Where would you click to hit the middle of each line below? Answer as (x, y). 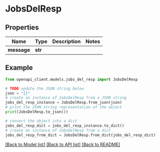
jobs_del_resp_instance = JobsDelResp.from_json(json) (64, 103)
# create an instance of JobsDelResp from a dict (58, 130)
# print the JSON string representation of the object (64, 107)
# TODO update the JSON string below (45, 89)
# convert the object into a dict (41, 121)
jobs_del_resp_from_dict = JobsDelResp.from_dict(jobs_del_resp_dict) (81, 135)
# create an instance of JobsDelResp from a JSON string (66, 98)
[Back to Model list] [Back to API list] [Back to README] (63, 144)
